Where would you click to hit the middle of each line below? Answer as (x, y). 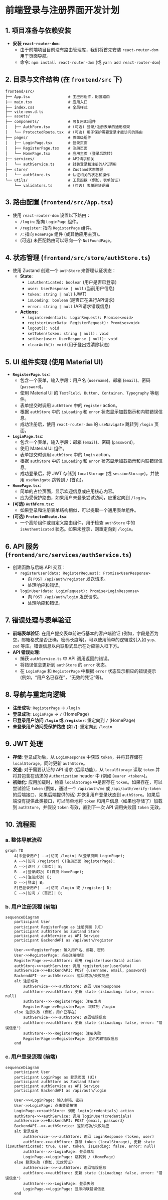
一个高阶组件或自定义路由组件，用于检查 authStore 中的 (77, 523)
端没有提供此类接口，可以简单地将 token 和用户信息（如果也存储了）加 (85, 801)
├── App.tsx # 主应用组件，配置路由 (58, 97)
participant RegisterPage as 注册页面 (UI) (59, 927)
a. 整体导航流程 (24, 840)
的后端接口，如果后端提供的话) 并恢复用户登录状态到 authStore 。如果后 (86, 794)
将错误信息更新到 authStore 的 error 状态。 (64, 664)
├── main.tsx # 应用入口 (46, 102)
